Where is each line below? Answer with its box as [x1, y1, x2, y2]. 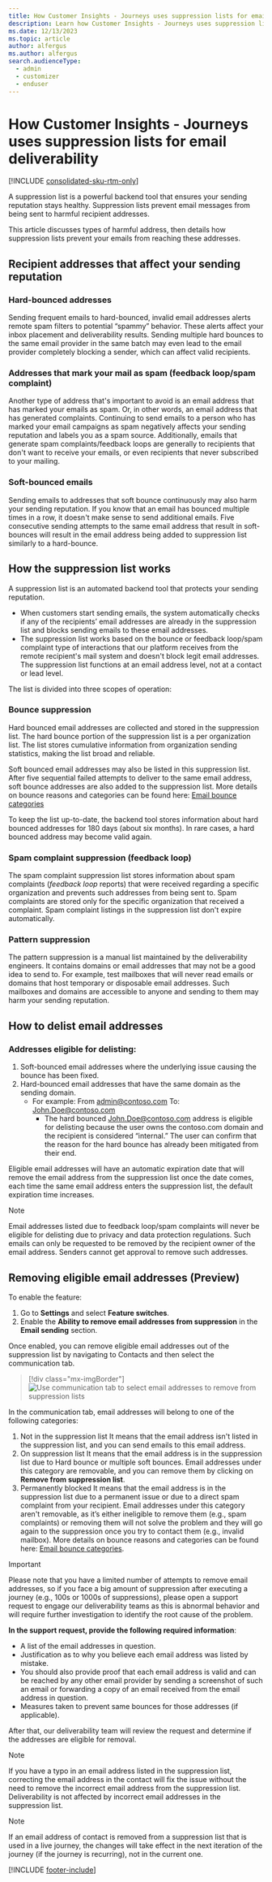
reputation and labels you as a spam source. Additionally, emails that [8, 430, 237, 440]
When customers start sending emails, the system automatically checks [19, 608, 261, 617]
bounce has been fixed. [19, 1071, 100, 1080]
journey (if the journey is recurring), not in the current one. [8, 1849, 204, 1858]
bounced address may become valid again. [8, 832, 152, 841]
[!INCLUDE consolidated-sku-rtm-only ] [8, 176, 139, 186]
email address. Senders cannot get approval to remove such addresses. [8, 1248, 249, 1257]
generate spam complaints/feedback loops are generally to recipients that [8, 439, 255, 449]
